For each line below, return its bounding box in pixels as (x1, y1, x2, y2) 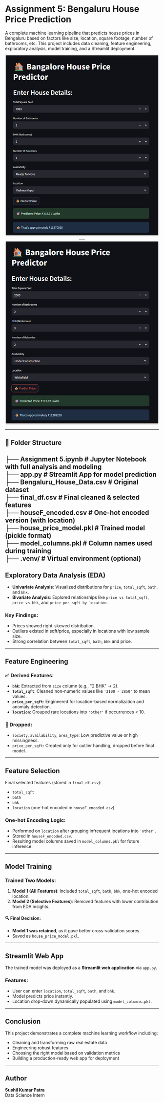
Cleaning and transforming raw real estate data (12, 1040, 107, 1046)
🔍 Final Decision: (5, 915, 41, 921)
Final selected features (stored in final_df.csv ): (5, 780, 102, 786)
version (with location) (5, 516, 76, 525)
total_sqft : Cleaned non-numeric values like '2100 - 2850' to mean (12, 688, 150, 694)
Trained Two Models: (5, 877, 56, 883)
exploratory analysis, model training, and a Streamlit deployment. (5, 45, 136, 51)
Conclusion (5, 1017, 41, 1025)
